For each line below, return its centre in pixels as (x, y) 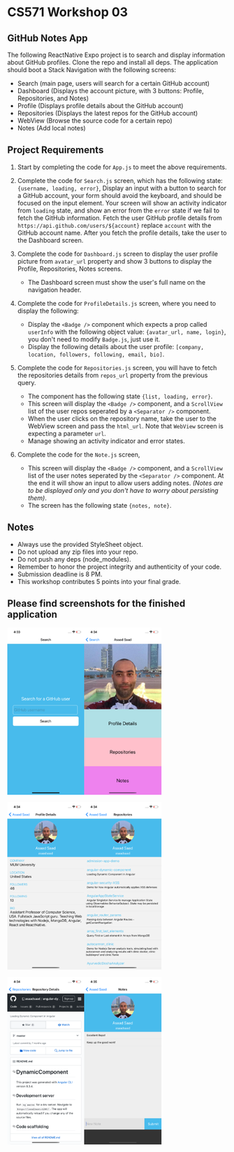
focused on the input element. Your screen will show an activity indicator (122, 203)
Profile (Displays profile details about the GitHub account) (100, 106)
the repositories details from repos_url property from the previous (112, 375)
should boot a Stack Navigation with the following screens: (92, 70)
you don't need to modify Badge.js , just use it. (94, 339)
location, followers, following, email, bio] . (96, 354)
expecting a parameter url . (67, 433)
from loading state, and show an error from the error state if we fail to (118, 210)
